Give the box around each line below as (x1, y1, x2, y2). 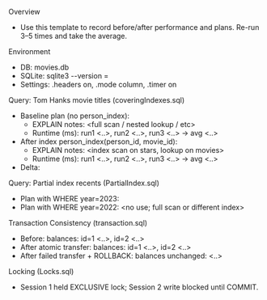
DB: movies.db (19, 62, 70, 72)
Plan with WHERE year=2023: (19, 194, 120, 203)
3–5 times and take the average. (19, 32, 128, 40)
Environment (8, 47, 51, 56)
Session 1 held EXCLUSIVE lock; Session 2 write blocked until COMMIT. (19, 282, 259, 292)
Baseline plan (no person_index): (19, 111, 130, 120)
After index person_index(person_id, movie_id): (19, 137, 178, 146)
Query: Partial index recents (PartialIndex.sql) (8, 178, 160, 188)
